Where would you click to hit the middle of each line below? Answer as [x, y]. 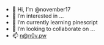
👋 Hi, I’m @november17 [41, 9]
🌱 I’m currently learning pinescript [55, 22]
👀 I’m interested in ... [38, 16]
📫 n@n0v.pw [29, 36]
